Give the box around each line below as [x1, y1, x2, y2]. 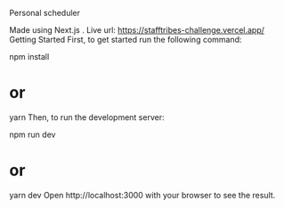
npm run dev [9, 129, 56, 140]
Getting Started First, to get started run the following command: [9, 35, 242, 44]
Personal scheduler [9, 8, 81, 18]
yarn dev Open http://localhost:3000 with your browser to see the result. [9, 189, 276, 200]
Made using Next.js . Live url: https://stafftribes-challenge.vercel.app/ [9, 25, 265, 35]
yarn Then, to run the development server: [9, 111, 165, 123]
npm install [9, 52, 50, 61]
